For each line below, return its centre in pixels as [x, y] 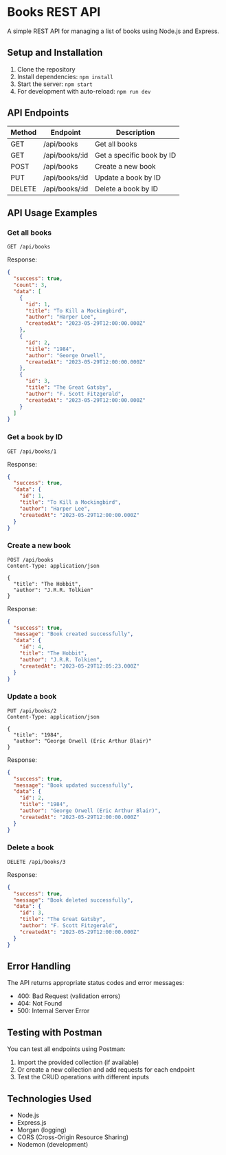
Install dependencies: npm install [65, 76]
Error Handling [39, 966]
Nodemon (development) [53, 1144]
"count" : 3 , [31, 285]
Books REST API [54, 12]
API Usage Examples [52, 213]
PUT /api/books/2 [32, 711]
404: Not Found [39, 1004]
